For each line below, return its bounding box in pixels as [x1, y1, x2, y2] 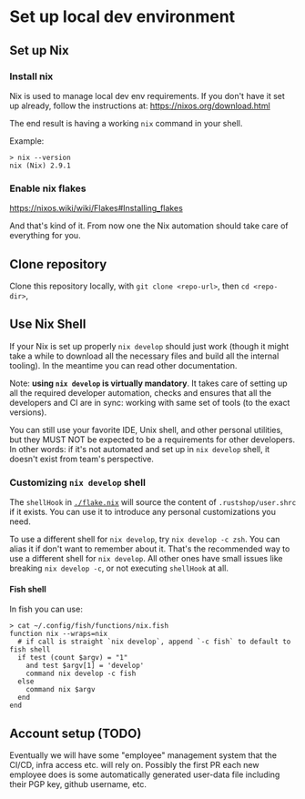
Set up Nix [9, 43, 70, 58]
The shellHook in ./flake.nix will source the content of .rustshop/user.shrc [9, 497, 297, 508]
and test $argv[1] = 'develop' [25, 662, 145, 671]
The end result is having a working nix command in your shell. [9, 117, 243, 128]
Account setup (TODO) [9, 725, 142, 741]
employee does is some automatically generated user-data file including [9, 769, 280, 780]
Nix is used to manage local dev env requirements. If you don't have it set [9, 90, 285, 101]
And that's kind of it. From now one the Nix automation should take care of [9, 220, 289, 231]
